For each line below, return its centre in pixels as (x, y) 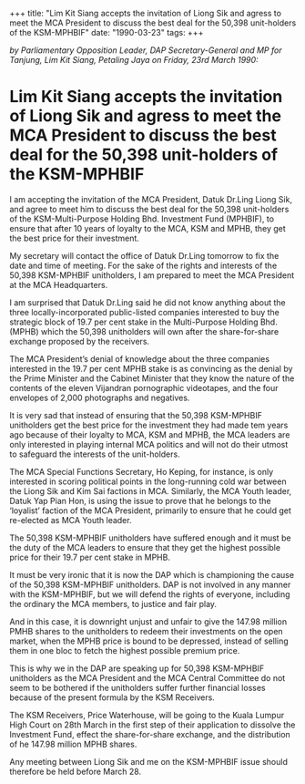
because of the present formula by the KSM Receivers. (112, 697)
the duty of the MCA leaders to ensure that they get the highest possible (145, 547)
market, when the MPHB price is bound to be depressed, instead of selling (149, 641)
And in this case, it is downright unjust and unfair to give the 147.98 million (148, 621)
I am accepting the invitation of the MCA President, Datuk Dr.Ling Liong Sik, (151, 199)
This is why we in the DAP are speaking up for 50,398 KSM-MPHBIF (137, 668)
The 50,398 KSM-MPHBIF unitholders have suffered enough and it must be (150, 538)
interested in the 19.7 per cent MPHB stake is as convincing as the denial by (151, 368)
